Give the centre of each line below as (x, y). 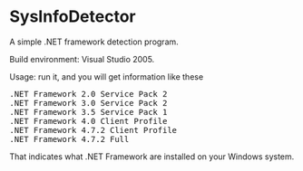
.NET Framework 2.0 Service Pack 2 (88, 94)
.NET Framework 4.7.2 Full (69, 139)
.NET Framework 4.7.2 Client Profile (93, 130)
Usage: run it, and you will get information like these (107, 76)
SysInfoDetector (73, 17)
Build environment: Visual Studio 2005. (82, 59)
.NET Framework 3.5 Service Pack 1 (88, 112)
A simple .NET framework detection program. (94, 42)
